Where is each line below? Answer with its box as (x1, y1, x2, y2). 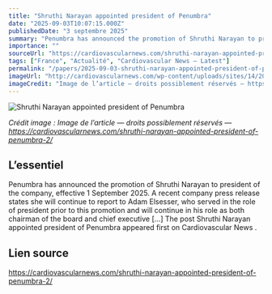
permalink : (8, 65, 45, 73)
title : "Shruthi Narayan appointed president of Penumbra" (8, 11, 212, 20)
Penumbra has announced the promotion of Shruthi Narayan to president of (8, 180, 261, 190)
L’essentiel (8, 158, 64, 172)
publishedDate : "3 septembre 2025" (8, 27, 129, 35)
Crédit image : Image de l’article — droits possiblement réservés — (8, 117, 232, 127)
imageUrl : (8, 72, 42, 80)
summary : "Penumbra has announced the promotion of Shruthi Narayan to (8, 34, 255, 43)
